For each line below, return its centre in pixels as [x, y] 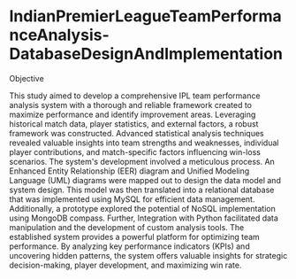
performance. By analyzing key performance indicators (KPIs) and [129, 246]
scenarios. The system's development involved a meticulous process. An [142, 161]
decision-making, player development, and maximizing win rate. [125, 265]
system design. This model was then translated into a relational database [142, 190]
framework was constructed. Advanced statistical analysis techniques [137, 133]
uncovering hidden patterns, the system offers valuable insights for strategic [148, 255]
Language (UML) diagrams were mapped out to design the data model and [145, 180]
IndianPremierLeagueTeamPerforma [146, 16]
